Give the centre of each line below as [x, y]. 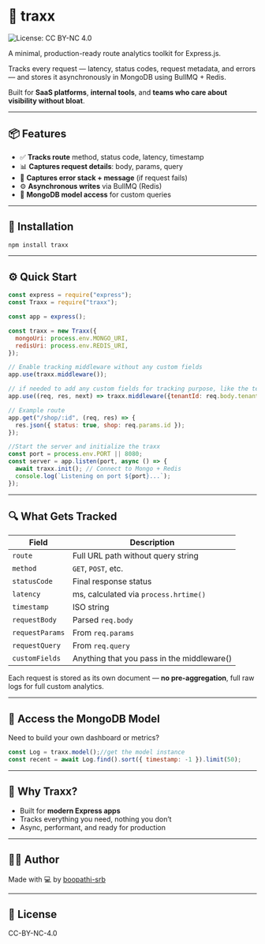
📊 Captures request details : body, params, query [101, 166]
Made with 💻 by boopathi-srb [57, 879]
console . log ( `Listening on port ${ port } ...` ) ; [93, 476]
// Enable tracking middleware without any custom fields [105, 367]
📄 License [33, 914]
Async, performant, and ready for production [92, 827]
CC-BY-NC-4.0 [33, 933]
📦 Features [37, 134]
